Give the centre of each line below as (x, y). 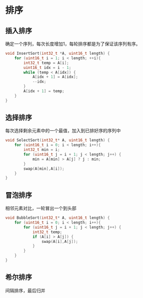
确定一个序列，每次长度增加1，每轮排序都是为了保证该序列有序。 (73, 44)
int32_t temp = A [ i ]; (46, 63)
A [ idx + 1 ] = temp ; (44, 91)
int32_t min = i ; (42, 150)
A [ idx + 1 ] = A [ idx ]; (55, 77)
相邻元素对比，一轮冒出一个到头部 (41, 208)
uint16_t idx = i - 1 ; (47, 67)
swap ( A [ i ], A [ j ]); (60, 241)
